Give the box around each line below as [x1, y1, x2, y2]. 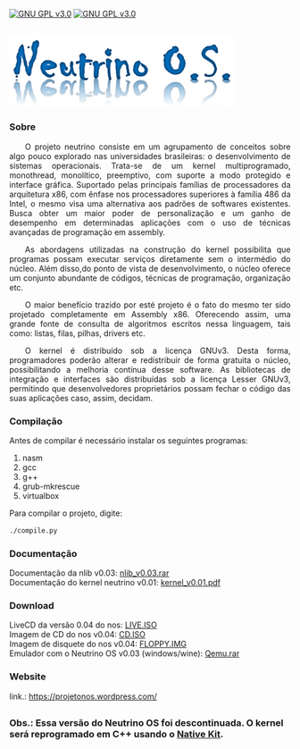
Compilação [9, 415, 63, 427]
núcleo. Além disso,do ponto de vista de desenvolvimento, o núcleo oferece [9, 263, 291, 274]
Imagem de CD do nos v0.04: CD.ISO [9, 629, 146, 640]
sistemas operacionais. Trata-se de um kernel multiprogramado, [9, 160, 291, 171]
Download [9, 600, 55, 612]
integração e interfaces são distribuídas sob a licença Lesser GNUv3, [9, 374, 291, 384]
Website [9, 670, 46, 683]
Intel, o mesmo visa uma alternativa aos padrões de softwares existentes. [9, 198, 291, 209]
